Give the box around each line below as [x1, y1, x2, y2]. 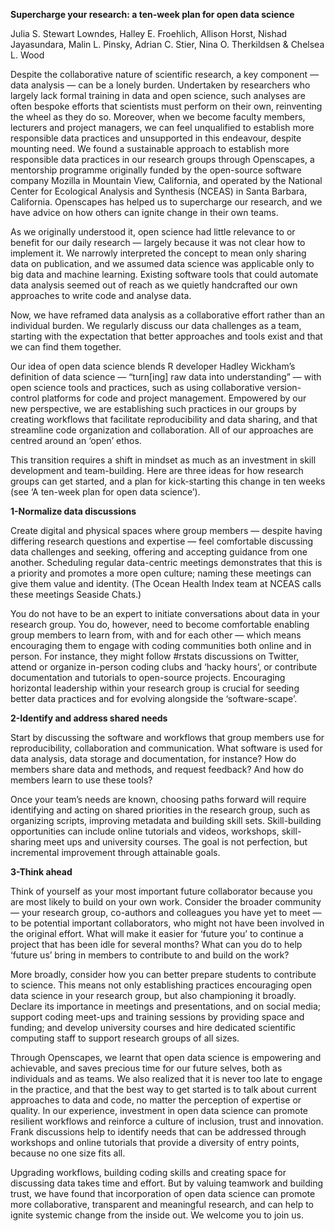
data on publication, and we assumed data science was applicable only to [10, 258, 315, 269]
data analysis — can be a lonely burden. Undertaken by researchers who [10, 79, 311, 91]
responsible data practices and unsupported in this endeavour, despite [10, 132, 302, 144]
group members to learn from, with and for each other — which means [10, 629, 302, 641]
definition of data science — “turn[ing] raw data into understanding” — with [10, 371, 322, 383]
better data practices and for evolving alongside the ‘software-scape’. [10, 693, 298, 704]
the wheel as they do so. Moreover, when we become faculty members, [10, 111, 306, 123]
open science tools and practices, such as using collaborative [10, 382, 265, 393]
